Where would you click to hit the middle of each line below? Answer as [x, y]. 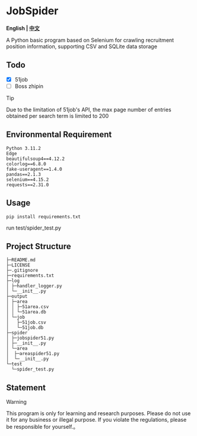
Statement [26, 388]
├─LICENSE [18, 265]
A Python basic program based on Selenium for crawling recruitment [90, 40]
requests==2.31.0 [28, 185]
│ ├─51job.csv [26, 322]
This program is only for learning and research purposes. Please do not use [99, 413]
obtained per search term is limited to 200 [58, 116]
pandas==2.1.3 [24, 174]
